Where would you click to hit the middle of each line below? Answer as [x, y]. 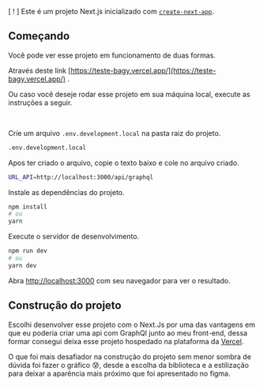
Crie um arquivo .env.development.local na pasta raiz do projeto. [115, 133]
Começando [39, 36]
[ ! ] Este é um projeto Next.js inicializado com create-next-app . [111, 11]
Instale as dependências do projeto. [66, 192]
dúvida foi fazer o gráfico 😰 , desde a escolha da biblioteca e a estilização [129, 365]
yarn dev [23, 265]
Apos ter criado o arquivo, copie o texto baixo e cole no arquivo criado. [124, 163]
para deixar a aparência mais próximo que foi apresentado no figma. [119, 373]
